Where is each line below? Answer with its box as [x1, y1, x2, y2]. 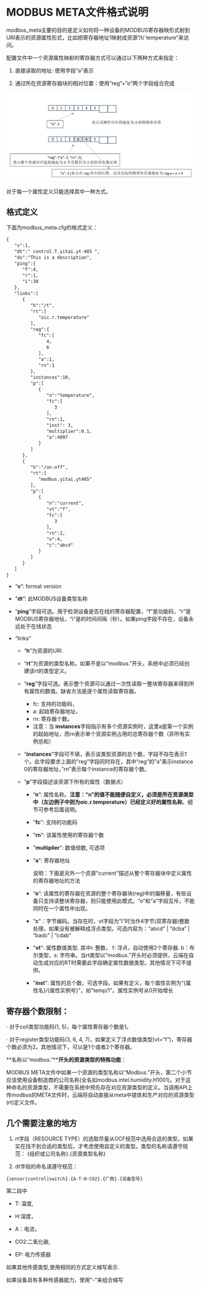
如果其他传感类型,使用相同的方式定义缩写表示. [6, 1264, 120, 1271]
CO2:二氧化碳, [14, 1238, 51, 1245]
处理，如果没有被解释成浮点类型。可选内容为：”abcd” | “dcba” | [32, 925, 190, 932]
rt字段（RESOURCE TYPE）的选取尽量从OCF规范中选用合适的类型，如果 [14, 1135, 194, 1142]
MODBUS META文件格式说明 [6, 5, 149, 19]
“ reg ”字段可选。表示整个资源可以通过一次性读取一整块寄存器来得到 [23, 680, 190, 687]
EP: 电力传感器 [14, 1251, 51, 1258]
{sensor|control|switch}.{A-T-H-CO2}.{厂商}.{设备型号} [6, 1176, 143, 1182]
